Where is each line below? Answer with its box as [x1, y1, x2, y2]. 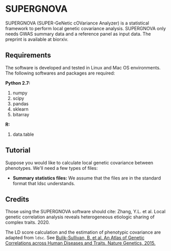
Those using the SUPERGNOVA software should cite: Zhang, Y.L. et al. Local [5, 209, 166, 215]
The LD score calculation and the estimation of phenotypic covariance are [5, 229, 161, 235]
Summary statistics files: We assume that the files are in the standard [12, 174, 161, 181]
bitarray [12, 111, 30, 117]
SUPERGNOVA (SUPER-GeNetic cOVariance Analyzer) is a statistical [5, 20, 150, 26]
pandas [12, 101, 29, 107]
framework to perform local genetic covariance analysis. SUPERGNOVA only [5, 25, 166, 31]
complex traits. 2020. [5, 219, 50, 225]
